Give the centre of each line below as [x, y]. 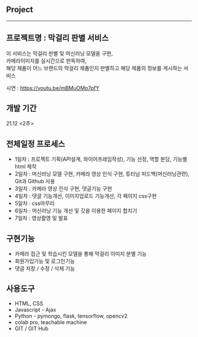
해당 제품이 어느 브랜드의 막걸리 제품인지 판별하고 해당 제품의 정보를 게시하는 [94, 68]
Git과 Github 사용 [35, 181]
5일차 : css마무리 [34, 203]
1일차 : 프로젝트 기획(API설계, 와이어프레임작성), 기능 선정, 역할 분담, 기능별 [101, 159]
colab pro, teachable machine [51, 322]
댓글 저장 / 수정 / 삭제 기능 [45, 269]
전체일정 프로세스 [36, 144]
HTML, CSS [29, 303]
